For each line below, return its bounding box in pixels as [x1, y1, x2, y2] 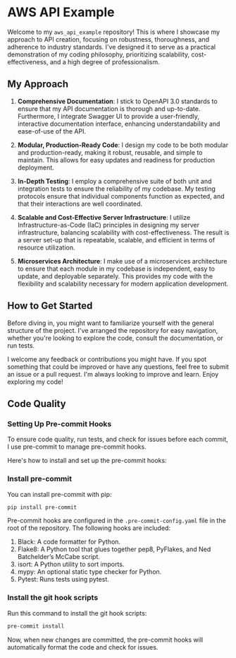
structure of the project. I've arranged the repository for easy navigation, [7, 326, 218, 334]
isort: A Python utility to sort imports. [17, 560, 125, 569]
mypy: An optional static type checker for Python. [17, 568, 162, 576]
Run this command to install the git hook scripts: [7, 609, 147, 617]
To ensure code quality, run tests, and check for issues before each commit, [7, 435, 229, 444]
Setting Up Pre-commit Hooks [7, 418, 112, 428]
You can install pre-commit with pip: [7, 490, 112, 498]
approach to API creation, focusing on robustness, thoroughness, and [7, 35, 210, 43]
